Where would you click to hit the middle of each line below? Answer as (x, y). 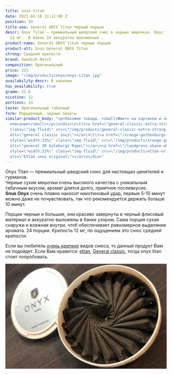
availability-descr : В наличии (39, 81)
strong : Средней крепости (33, 54)
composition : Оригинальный (34, 65)
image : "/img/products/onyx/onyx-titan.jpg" (53, 76)
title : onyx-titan (25, 11)
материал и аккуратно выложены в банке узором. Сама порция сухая (82, 219)
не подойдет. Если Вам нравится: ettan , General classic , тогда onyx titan (83, 251)
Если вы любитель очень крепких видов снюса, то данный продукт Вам (84, 246)
